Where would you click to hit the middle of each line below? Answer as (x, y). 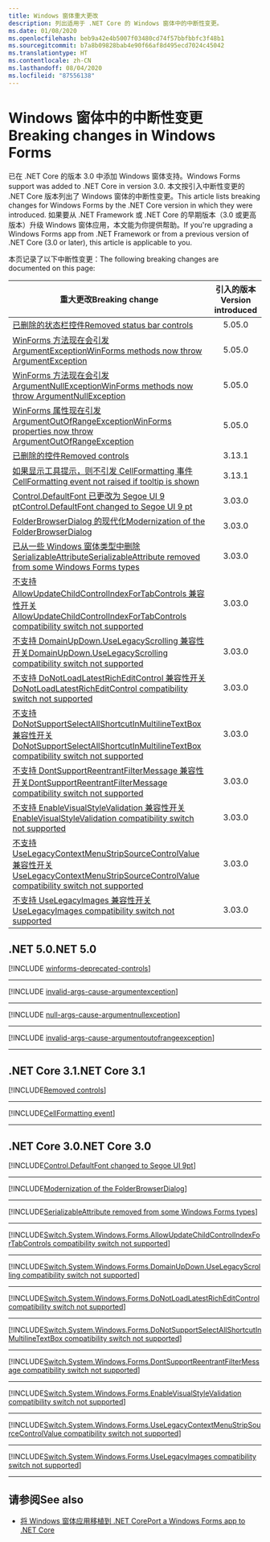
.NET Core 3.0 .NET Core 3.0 (80, 1146)
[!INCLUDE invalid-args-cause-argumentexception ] (93, 992)
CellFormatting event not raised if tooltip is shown (106, 481)
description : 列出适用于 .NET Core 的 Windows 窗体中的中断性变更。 (116, 23)
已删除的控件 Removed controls (71, 455)
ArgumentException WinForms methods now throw (107, 351)
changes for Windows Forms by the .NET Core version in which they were (131, 205)
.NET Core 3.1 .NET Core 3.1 (77, 1071)
